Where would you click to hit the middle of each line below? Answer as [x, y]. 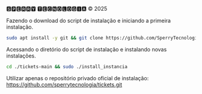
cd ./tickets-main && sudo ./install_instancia [67, 66]
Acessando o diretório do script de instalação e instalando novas [87, 49]
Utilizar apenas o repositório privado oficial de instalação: [78, 78]
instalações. [21, 56]
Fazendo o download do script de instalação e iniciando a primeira [89, 21]
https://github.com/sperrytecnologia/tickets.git [64, 84]
